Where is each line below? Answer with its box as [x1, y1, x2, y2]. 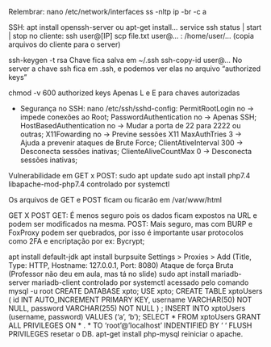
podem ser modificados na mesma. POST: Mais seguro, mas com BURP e [8, 219, 252, 228]
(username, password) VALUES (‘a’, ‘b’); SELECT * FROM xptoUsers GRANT [8, 312, 261, 321]
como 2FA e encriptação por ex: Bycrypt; [8, 236, 145, 245]
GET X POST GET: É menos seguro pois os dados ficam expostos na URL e [8, 211, 258, 220]
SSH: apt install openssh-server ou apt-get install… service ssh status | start [8, 23, 262, 31]
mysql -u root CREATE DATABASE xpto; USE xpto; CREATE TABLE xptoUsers [8, 286, 263, 295]
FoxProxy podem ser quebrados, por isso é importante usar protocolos [8, 228, 244, 237]
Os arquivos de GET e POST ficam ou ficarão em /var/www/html [8, 195, 222, 204]
